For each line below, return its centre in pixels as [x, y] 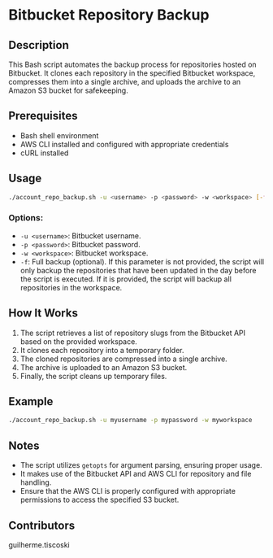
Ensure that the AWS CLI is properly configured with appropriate [128, 491]
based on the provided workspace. [79, 341]
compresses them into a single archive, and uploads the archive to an [125, 82]
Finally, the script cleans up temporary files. [93, 376]
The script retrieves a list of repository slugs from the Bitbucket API [133, 333]
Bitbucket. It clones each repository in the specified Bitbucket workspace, [132, 73]
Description [39, 45]
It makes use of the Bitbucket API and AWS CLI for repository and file [136, 474]
